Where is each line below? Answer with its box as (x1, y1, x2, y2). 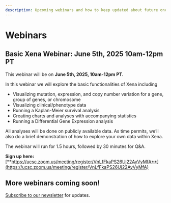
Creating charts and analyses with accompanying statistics (12, 113, 136, 119)
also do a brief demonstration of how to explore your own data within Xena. (5, 133, 163, 139)
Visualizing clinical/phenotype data (12, 102, 87, 108)
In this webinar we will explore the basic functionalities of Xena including (5, 81, 158, 87)
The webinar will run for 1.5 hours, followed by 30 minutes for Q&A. (5, 143, 146, 149)
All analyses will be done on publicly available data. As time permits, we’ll (5, 128, 159, 134)
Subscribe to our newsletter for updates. (5, 192, 91, 198)
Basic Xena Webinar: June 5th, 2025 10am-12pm (5, 49, 163, 59)
